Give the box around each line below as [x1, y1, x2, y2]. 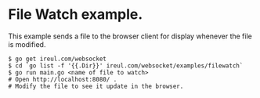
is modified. [8, 39, 46, 49]
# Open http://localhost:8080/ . [8, 75, 117, 83]
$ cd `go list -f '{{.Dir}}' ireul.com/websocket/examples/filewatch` [8, 61, 244, 70]
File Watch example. [8, 5, 143, 24]
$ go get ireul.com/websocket [8, 55, 107, 63]
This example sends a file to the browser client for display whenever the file [8, 31, 252, 41]
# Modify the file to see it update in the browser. [8, 82, 184, 90]
